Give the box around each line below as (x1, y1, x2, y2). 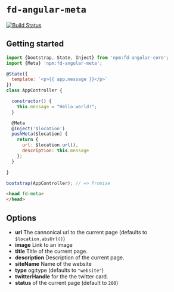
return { (17, 137, 39, 143)
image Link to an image (14, 241, 73, 248)
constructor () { (11, 98, 52, 104)
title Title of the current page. (14, 247, 88, 255)
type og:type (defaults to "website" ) (14, 266, 104, 274)
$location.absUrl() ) (14, 235, 66, 242)
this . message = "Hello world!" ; (17, 103, 97, 109)
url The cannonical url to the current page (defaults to (14, 228, 148, 236)
